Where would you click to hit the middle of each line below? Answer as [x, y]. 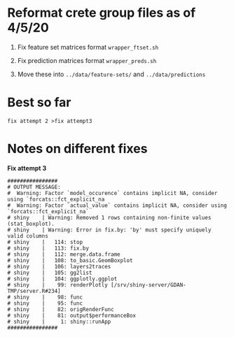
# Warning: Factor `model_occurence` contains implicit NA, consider [112, 193]
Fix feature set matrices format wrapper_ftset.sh [88, 47]
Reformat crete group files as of [102, 13]
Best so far [39, 102]
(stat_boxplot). [31, 224]
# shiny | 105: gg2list [50, 273]
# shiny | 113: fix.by [48, 248]
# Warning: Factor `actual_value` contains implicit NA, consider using [117, 205]
